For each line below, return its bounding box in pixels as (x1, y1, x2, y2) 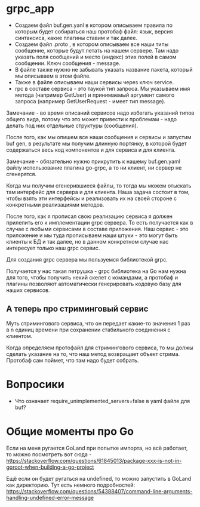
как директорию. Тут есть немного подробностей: (6, 481, 136, 488)
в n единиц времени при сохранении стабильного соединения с (6, 326, 171, 333)
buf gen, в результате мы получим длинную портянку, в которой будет (6, 140, 187, 147)
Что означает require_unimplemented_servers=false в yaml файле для (14, 397, 190, 404)
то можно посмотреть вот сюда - (6, 450, 92, 458)
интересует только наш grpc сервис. (6, 244, 100, 251)
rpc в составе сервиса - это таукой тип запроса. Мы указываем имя (14, 85, 190, 92)
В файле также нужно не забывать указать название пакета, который (14, 66, 193, 73)
